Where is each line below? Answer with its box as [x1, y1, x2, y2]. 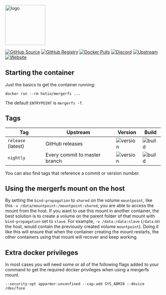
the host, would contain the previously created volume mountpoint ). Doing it [5, 223, 159, 229]
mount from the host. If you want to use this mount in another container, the [5, 208, 159, 214]
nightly [7, 155, 26, 160]
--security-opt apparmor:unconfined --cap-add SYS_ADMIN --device [5, 282, 145, 287]
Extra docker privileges [5, 248, 79, 257]
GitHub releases [45, 140, 83, 147]
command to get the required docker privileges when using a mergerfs [5, 267, 149, 273]
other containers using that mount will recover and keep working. [5, 234, 138, 240]
